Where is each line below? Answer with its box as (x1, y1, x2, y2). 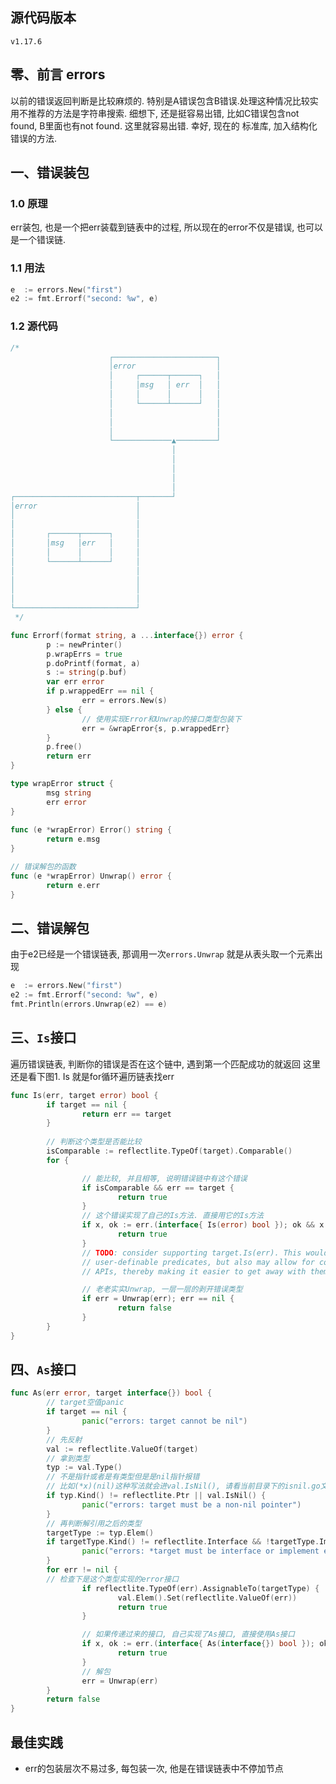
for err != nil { (46, 1565, 118, 1575)
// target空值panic (46, 1398, 125, 1408)
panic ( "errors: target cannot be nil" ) (81, 1416, 248, 1427)
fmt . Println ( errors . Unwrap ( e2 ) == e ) (10, 999, 168, 1010)
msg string (46, 788, 92, 798)
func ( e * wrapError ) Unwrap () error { (10, 871, 172, 881)
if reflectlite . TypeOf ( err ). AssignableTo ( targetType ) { (81, 1583, 320, 1593)
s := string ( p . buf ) (46, 668, 128, 678)
